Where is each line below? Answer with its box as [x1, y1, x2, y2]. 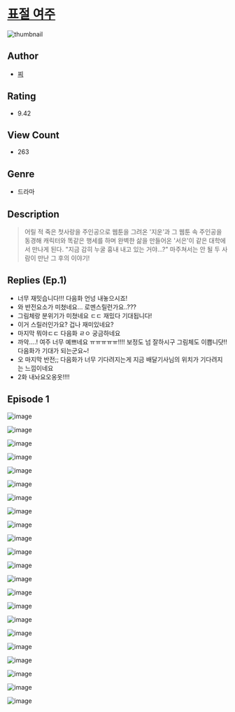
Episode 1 [7, 393, 50, 406]
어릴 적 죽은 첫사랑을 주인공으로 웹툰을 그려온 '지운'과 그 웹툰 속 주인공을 [24, 228, 222, 236]
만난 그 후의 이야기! [37, 254, 90, 262]
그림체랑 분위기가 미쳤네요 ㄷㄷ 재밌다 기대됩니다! [17, 311, 152, 320]
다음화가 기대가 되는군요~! [17, 346, 90, 355]
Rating [7, 90, 36, 102]
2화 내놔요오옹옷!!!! [17, 372, 70, 381]
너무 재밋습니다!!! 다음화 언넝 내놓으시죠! [17, 294, 128, 302]
